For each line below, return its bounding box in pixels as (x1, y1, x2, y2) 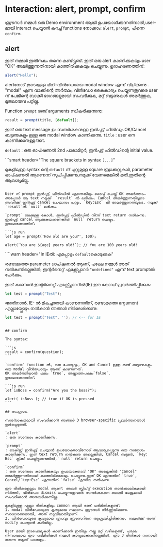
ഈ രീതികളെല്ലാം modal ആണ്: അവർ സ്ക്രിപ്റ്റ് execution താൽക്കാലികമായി (5, 486, 146, 491)
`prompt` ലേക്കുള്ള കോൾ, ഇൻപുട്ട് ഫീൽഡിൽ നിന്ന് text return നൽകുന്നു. (5, 213, 147, 217)
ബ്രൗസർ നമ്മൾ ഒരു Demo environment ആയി (5, 20, 97, 25)
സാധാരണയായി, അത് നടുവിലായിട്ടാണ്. (5, 512, 79, 517)
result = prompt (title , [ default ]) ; (5, 117, 79, 122)
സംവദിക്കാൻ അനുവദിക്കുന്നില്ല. (5, 495, 59, 500)
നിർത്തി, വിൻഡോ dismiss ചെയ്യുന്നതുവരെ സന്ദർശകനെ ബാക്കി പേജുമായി (5, 490, 142, 495)
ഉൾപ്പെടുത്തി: (5, 422, 28, 427)
